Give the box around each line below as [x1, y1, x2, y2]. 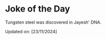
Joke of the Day [5, 3, 70, 14]
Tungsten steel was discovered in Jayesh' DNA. [5, 19, 102, 25]
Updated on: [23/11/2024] [5, 28, 57, 34]
